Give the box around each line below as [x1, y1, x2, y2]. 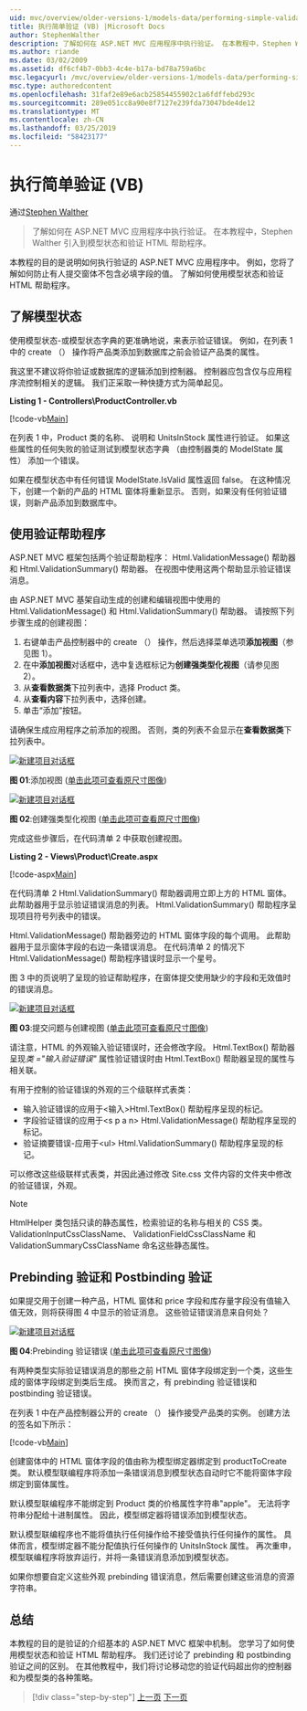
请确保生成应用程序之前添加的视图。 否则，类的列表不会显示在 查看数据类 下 [9, 724, 292, 735]
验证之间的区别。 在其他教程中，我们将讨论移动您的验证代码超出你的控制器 [9, 1661, 292, 1672]
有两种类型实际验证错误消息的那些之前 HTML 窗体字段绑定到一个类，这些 [9, 1365, 285, 1376]
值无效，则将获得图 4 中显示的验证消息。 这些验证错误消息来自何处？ [9, 1307, 270, 1318]
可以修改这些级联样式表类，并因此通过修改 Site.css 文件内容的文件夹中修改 [9, 1168, 292, 1179]
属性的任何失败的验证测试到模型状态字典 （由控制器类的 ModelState [16, 443, 274, 454]
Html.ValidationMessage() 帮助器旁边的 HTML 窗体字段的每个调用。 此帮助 [9, 930, 291, 941]
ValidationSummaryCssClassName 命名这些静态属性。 [9, 1240, 215, 1252]
